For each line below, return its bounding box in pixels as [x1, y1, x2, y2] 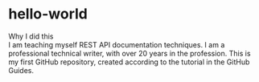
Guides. [8, 65, 35, 75]
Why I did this [8, 31, 54, 41]
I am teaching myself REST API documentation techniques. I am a [8, 39, 225, 49]
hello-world [8, 5, 88, 23]
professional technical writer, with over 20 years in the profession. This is [8, 48, 251, 58]
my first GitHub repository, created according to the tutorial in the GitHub [8, 57, 250, 67]
